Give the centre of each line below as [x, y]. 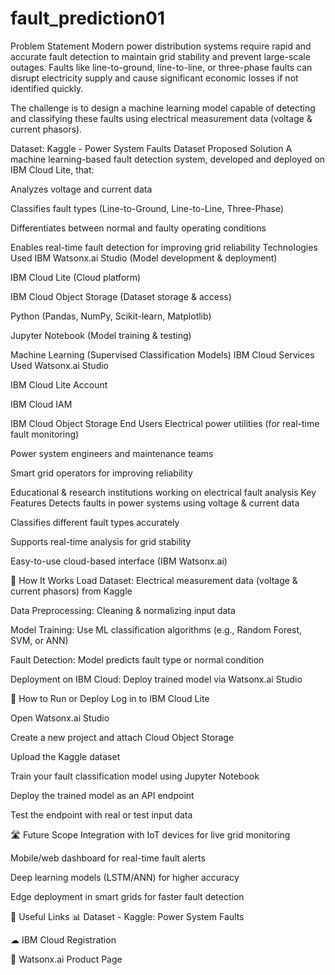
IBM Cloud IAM [41, 404]
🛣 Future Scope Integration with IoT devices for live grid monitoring [150, 834]
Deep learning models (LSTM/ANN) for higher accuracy [125, 877]
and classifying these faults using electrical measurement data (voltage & [161, 118]
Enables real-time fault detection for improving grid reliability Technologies [164, 247]
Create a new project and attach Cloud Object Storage [122, 737]
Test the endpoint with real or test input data [101, 814]
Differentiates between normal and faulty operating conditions [138, 228]
